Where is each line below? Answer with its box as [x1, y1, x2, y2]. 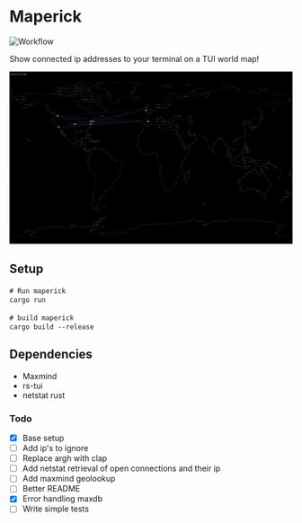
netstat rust [22, 389, 66, 401]
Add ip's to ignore [22, 443, 89, 454]
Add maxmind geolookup [22, 474, 116, 484]
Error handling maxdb [22, 493, 103, 504]
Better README [22, 483, 81, 494]
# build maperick [9, 313, 75, 323]
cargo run [9, 295, 47, 305]
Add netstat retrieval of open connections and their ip [22, 463, 221, 474]
